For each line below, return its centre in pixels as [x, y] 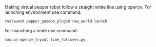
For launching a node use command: [41, 30]
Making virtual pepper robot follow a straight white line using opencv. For [78, 7]
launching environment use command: [43, 12]
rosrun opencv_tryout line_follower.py [45, 39]
